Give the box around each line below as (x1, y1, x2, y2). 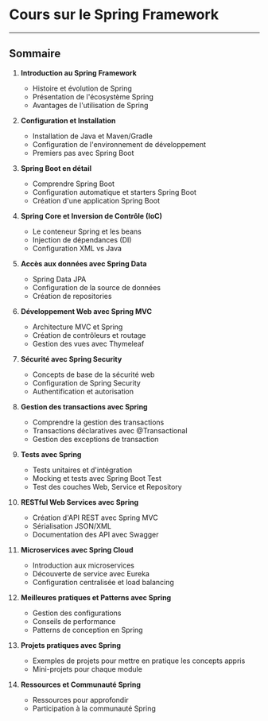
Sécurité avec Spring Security (20, 354, 122, 363)
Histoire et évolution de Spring (32, 83, 132, 93)
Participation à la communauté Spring (32, 704, 156, 713)
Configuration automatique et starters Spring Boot (32, 187, 197, 196)
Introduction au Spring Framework (20, 68, 138, 77)
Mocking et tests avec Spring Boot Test (32, 473, 161, 483)
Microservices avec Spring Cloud (20, 545, 134, 554)
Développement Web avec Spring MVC (20, 306, 153, 316)
